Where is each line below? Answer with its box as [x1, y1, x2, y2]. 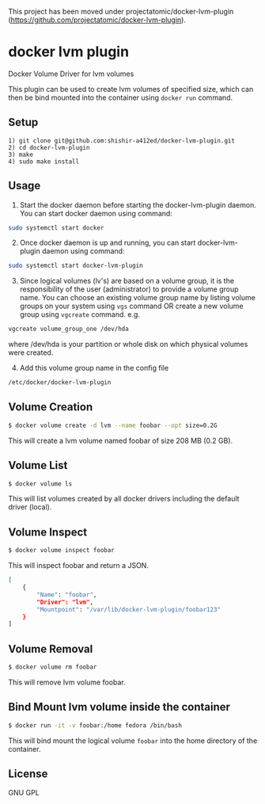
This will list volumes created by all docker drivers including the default [8, 494, 240, 504]
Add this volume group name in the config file [19, 364, 168, 373]
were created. [8, 348, 54, 357]
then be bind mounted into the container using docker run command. [8, 93, 233, 102]
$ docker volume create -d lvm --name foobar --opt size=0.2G [8, 421, 218, 429]
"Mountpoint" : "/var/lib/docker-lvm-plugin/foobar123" [36, 605, 221, 613]
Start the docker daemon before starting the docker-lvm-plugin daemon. [19, 200, 257, 209]
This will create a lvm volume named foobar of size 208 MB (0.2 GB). [8, 436, 233, 445]
